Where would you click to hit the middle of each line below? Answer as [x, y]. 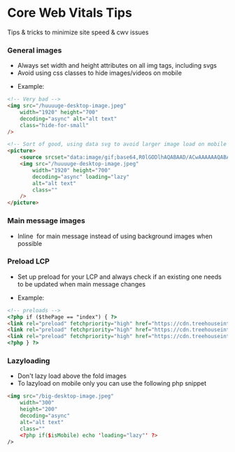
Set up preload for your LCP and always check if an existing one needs [119, 277]
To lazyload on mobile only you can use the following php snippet [112, 384]
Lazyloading [29, 361]
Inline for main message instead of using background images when [115, 236]
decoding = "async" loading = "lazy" [81, 177]
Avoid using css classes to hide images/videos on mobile [99, 73]
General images [35, 50]
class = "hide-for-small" [55, 125]
